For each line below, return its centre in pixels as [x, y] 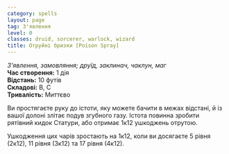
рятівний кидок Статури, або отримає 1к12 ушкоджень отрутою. [102, 123]
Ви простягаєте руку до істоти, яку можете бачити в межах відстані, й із [115, 108]
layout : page [26, 20]
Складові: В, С [29, 87]
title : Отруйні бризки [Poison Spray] [63, 46]
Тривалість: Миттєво [39, 95]
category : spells [32, 13]
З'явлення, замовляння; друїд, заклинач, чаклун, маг [87, 65]
